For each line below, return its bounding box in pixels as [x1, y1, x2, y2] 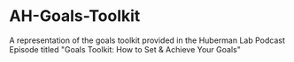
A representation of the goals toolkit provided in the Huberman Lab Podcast [9, 35, 285, 45]
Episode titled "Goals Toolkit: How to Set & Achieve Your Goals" [9, 44, 241, 54]
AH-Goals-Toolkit [9, 6, 141, 26]
